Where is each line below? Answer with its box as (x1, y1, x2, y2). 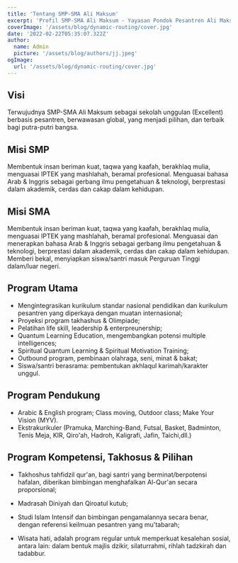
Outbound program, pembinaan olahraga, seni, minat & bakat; (17, 353, 198, 362)
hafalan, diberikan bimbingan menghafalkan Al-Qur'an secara (17, 477, 198, 486)
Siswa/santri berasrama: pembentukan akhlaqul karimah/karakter (17, 361, 209, 370)
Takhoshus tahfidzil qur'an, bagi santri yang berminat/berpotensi (17, 470, 208, 479)
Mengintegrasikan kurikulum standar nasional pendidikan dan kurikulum (17, 301, 228, 309)
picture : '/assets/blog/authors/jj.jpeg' (13, 50, 138, 57)
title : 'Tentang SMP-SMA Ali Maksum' (7, 10, 119, 18)
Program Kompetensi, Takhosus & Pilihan (7, 451, 193, 464)
